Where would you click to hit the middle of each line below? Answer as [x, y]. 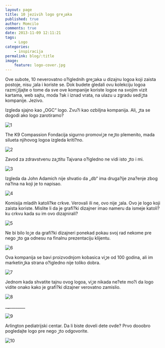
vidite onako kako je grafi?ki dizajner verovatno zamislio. [63, 287]
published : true [22, 19]
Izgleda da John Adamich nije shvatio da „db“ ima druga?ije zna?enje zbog [82, 178]
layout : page [19, 10]
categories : [17, 47]
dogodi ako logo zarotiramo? [35, 115]
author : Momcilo [22, 24]
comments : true [21, 28]
